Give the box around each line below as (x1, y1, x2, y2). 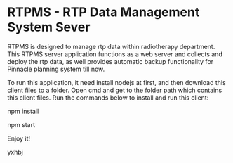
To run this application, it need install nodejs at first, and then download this (7, 78, 226, 86)
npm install (7, 107, 39, 115)
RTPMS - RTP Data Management (7, 4, 200, 20)
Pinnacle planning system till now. (7, 65, 105, 73)
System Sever (7, 19, 91, 35)
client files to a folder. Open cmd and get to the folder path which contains (7, 86, 222, 94)
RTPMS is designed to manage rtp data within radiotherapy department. (7, 42, 215, 51)
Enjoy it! (7, 134, 31, 143)
